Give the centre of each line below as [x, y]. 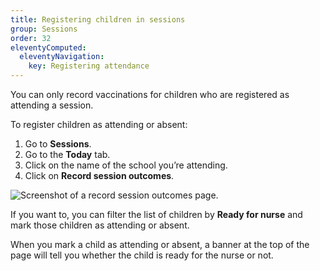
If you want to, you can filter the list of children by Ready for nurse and [156, 214]
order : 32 [31, 38]
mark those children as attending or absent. [100, 225]
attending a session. [52, 105]
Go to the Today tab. [67, 154]
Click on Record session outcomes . [99, 175]
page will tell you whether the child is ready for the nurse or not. [142, 255]
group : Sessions [44, 29]
